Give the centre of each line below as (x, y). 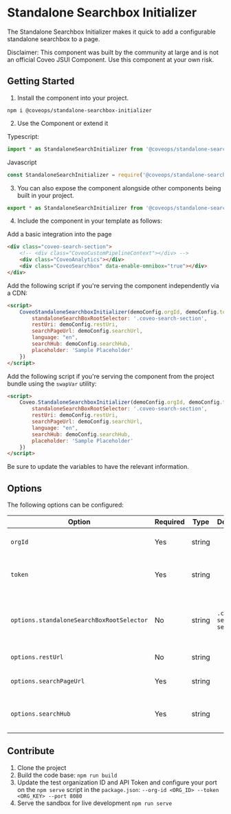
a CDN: (17, 293)
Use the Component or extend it (63, 123)
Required (170, 522)
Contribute (31, 751)
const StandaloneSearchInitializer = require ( (75, 175)
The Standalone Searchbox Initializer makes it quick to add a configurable (112, 32)
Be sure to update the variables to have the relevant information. (98, 467)
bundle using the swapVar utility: (52, 384)
